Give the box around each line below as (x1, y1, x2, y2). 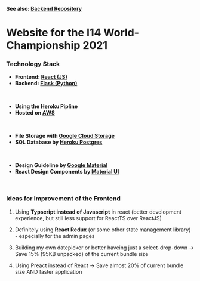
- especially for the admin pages (14, 232, 95, 239)
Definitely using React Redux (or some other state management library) (14, 226, 191, 233)
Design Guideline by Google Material (14, 162, 108, 169)
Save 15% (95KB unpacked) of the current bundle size (14, 250, 149, 257)
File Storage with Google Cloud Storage (14, 132, 115, 140)
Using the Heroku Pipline (14, 103, 78, 110)
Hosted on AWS (14, 109, 55, 116)
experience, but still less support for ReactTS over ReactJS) (14, 214, 162, 221)
